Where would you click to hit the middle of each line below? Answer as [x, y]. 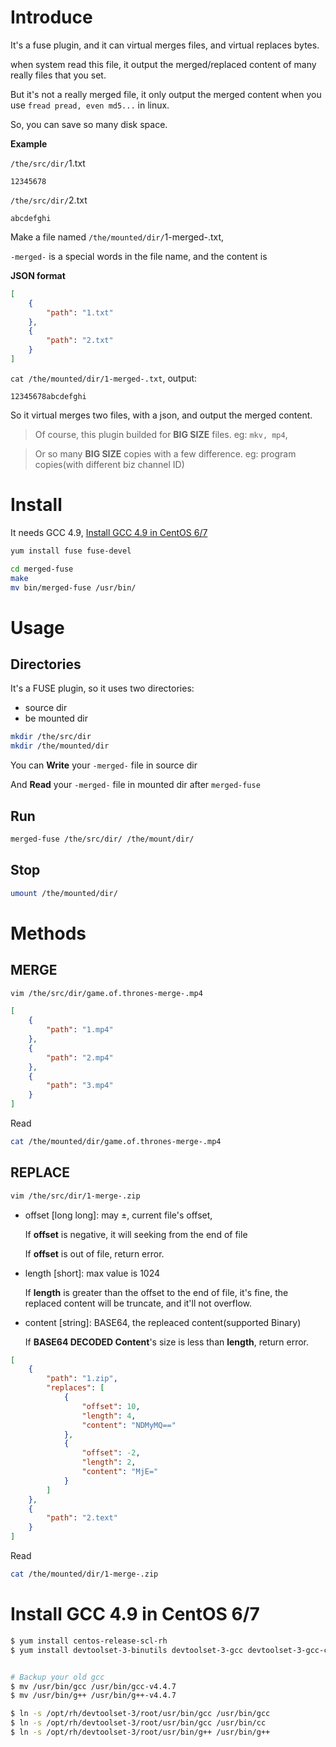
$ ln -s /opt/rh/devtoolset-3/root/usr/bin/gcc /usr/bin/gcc [140, 1714]
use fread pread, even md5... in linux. [90, 105]
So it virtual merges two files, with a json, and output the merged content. [161, 415]
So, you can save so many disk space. [89, 124]
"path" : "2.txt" [80, 341]
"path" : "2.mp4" [80, 1057]
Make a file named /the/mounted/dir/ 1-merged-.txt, [117, 237]
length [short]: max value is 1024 [92, 1273]
